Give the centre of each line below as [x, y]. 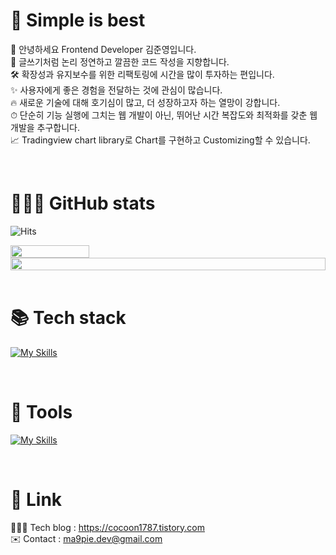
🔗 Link [36, 499]
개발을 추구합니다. [45, 127]
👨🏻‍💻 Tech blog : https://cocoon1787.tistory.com [108, 527]
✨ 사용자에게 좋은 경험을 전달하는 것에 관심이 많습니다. [116, 90]
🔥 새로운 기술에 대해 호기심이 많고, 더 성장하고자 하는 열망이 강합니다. [145, 102]
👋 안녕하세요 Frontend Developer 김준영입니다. [103, 49]
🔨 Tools [41, 412]
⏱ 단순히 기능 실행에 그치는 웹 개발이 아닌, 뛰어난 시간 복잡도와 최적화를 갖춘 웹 [164, 115]
